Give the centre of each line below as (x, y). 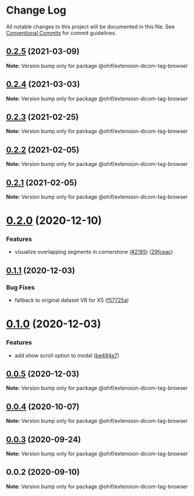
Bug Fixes (21, 287)
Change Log (36, 10)
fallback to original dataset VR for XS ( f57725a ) (72, 300)
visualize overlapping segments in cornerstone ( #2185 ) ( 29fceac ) (94, 252)
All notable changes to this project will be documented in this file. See (91, 27)
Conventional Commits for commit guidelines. (61, 32)
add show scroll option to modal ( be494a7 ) (67, 355)
